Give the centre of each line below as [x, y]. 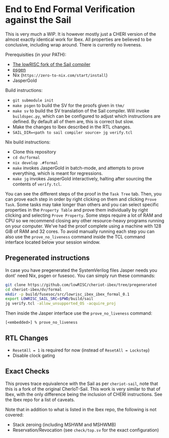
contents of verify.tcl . [37, 184]
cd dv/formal [26, 158]
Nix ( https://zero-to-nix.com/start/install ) [60, 75]
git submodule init [33, 100]
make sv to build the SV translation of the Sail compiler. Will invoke [81, 111]
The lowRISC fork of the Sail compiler [51, 64]
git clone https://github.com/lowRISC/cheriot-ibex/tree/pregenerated [81, 285]
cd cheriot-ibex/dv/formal [34, 289]
